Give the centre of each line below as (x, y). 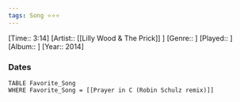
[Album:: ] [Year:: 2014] (46, 46)
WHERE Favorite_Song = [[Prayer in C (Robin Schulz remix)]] (111, 90)
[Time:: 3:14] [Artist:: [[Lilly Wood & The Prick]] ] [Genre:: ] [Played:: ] (120, 38)
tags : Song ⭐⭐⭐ (34, 15)
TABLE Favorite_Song (42, 83)
